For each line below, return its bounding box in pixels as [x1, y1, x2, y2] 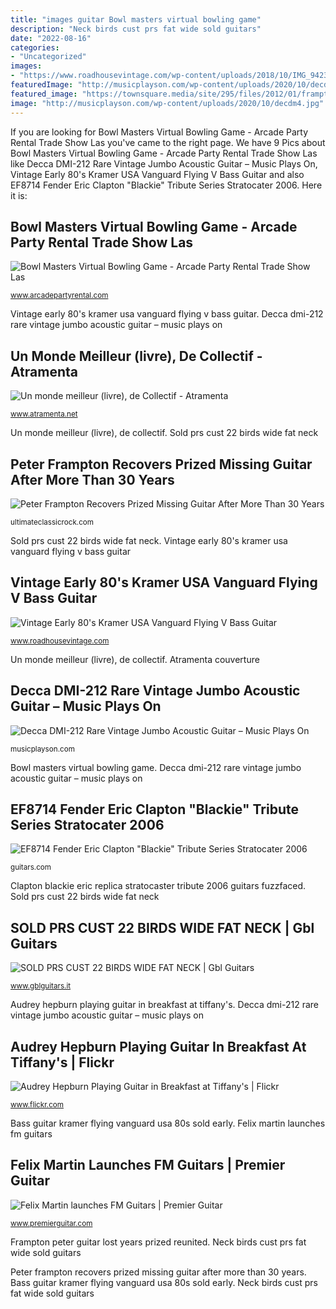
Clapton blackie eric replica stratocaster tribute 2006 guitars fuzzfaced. [10, 880, 307, 892]
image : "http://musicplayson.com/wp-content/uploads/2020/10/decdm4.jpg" [10, 98, 325, 108]
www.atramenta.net [10, 409, 78, 420]
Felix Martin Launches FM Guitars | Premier [10, 1157, 286, 1174]
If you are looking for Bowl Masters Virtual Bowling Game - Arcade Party [10, 126, 309, 138]
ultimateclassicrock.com [10, 517, 95, 527]
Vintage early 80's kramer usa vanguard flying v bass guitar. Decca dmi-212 [10, 308, 324, 320]
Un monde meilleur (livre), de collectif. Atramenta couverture [10, 653, 260, 665]
